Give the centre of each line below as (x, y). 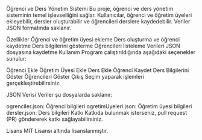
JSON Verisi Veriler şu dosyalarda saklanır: (59, 95)
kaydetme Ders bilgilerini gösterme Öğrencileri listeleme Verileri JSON (93, 46)
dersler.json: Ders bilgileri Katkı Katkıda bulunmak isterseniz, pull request (97, 113)
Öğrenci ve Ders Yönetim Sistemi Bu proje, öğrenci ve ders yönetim (90, 9)
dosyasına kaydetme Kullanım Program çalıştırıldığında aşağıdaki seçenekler (101, 52)
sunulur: (17, 59)
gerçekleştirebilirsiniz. (33, 83)
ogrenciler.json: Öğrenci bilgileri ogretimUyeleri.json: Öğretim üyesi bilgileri (99, 106)
